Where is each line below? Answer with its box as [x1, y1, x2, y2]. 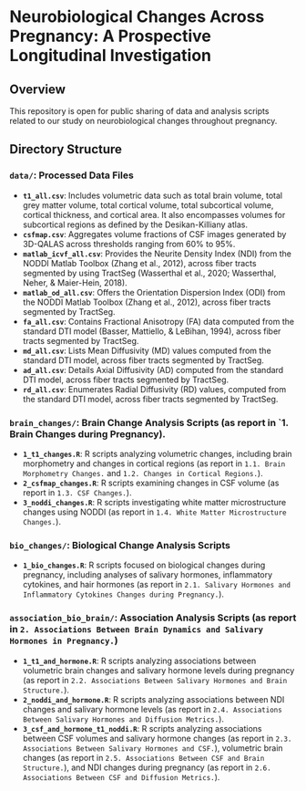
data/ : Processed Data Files [9, 169, 134, 182]
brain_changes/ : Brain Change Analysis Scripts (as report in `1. [9, 416, 289, 429]
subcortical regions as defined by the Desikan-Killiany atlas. [22, 219, 249, 230]
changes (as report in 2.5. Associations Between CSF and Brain [22, 752, 265, 763]
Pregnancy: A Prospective [9, 26, 212, 47]
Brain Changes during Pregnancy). [9, 427, 167, 440]
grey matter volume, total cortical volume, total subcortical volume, [22, 199, 274, 211]
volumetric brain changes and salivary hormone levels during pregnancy [22, 664, 295, 676]
